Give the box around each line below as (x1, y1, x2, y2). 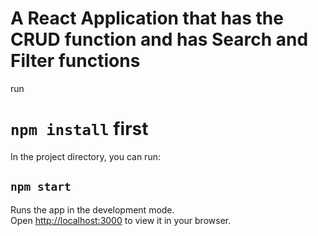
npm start (10, 180, 72, 194)
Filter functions (10, 50, 141, 72)
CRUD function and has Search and (10, 28, 309, 51)
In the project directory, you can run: (10, 150, 161, 162)
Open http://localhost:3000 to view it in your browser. (10, 214, 232, 226)
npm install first (10, 118, 149, 141)
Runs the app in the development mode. (10, 203, 175, 216)
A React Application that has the (10, 7, 284, 30)
